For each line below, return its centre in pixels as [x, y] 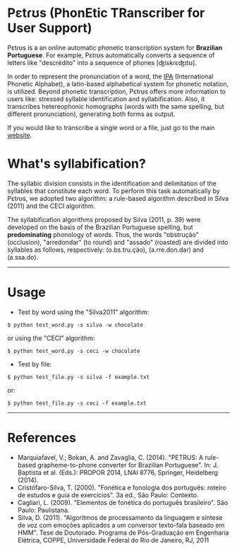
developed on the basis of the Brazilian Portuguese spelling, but [100, 227]
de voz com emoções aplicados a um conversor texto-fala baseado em [121, 525]
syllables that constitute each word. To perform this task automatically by [114, 191]
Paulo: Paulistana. [43, 510]
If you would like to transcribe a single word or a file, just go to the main [111, 127]
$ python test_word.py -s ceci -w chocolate [74, 351]
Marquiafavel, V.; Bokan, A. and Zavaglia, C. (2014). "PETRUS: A [110, 457]
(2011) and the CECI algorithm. [51, 206]
